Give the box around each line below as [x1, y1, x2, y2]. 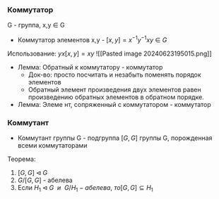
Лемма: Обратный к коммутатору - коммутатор [17, 63, 163, 71]
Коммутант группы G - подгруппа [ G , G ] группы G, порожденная [17, 134, 213, 142]
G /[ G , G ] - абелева [17, 176, 73, 184]
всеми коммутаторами [17, 141, 88, 150]
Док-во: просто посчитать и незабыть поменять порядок [28, 70, 201, 79]
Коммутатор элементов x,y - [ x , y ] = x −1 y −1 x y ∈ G [17, 34, 167, 44]
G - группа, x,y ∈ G [7, 21, 65, 30]
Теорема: [7, 155, 36, 163]
